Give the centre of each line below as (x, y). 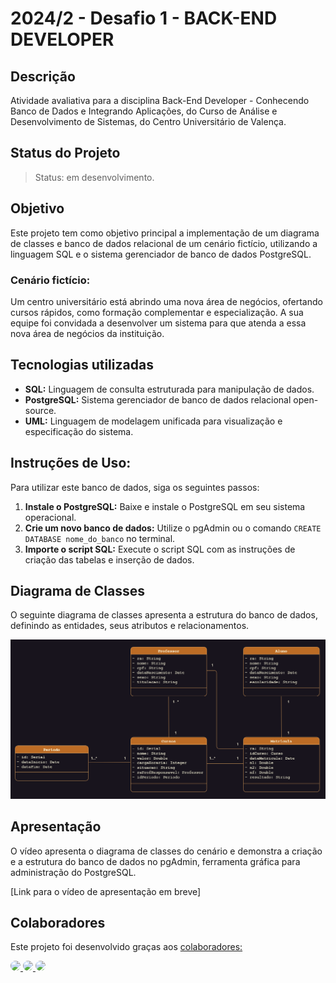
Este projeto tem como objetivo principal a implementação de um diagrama (165, 233)
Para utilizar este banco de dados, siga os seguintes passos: (135, 487)
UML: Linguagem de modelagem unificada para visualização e (153, 421)
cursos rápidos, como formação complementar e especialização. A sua (157, 312)
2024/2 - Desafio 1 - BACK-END (144, 18)
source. (40, 410)
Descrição (43, 76)
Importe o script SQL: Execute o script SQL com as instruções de (160, 549)
